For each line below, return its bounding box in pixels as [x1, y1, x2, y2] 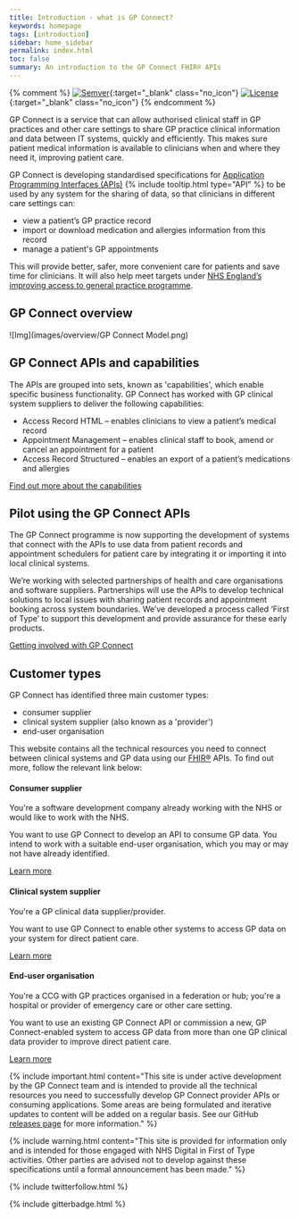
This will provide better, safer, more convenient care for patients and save [9, 261, 280, 271]
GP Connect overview [9, 305, 133, 321]
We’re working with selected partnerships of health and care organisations [9, 575, 284, 586]
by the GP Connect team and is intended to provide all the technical [9, 1080, 258, 1090]
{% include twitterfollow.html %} [9, 1180, 129, 1192]
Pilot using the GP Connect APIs [9, 505, 191, 521]
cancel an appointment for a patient [21, 444, 154, 455]
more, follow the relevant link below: [9, 763, 143, 773]
